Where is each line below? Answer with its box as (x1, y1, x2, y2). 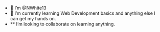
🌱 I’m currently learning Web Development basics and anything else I (10, 10, 156, 16)
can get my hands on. (10, 16, 56, 21)
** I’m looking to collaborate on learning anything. (10, 21, 115, 27)
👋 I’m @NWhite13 (10, 5, 47, 11)
